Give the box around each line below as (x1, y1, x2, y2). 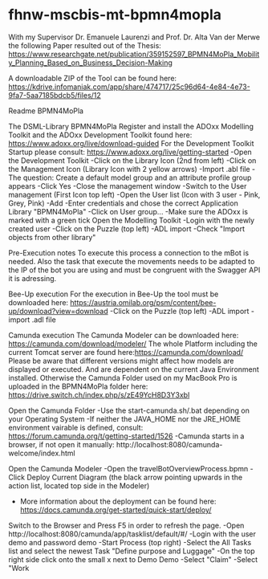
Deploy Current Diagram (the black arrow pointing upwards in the (26, 472, 243, 482)
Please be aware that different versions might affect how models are (8, 356, 234, 365)
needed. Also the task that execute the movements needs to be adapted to (8, 256, 255, 266)
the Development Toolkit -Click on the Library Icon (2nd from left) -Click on (8, 155, 257, 165)
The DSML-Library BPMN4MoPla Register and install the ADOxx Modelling (8, 121, 254, 131)
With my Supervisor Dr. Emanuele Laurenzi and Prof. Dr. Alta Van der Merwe (8, 32, 261, 42)
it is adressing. (8, 273, 57, 283)
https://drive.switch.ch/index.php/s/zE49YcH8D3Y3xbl (8, 389, 190, 399)
